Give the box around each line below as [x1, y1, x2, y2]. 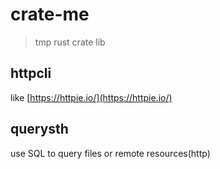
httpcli [10, 65, 52, 82]
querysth [10, 121, 69, 138]
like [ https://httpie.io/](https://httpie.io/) [10, 91, 173, 103]
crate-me [10, 3, 90, 26]
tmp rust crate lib [34, 36, 106, 48]
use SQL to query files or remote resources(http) [10, 147, 211, 159]
